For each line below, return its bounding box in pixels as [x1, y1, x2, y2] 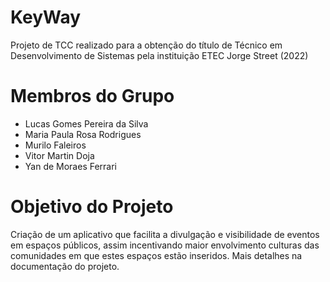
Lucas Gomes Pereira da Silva [24, 117, 149, 130]
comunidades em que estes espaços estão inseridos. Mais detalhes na [10, 249, 303, 261]
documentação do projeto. [10, 260, 120, 272]
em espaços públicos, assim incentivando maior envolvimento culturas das [10, 239, 320, 251]
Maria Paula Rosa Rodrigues [24, 128, 142, 140]
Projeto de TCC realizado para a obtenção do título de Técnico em [10, 39, 283, 51]
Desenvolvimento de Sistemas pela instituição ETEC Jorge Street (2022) [10, 49, 309, 61]
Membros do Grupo [10, 85, 175, 108]
